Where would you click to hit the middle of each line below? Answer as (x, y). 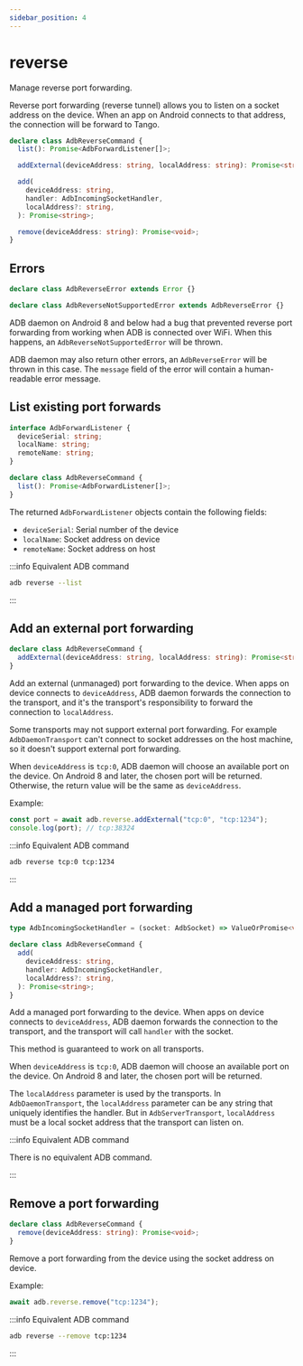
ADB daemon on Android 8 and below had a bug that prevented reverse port (151, 323)
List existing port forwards (85, 407)
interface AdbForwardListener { (70, 428)
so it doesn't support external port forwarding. (96, 749)
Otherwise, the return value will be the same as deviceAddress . (125, 786)
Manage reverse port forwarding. (71, 88)
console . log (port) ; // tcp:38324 (72, 828)
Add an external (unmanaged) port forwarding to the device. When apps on (150, 683)
